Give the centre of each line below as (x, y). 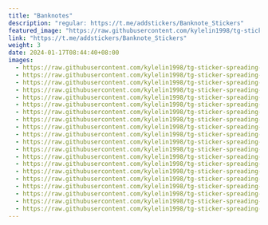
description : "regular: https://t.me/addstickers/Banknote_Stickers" (126, 23)
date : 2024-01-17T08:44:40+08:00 (64, 53)
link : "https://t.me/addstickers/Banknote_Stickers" (98, 38)
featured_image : (35, 30)
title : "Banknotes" (41, 16)
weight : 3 (25, 45)
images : (21, 61)
